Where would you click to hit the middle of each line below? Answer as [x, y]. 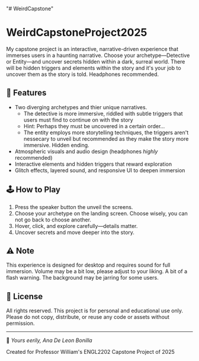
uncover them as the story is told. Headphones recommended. [83, 74]
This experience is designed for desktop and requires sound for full [88, 265]
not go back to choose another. [53, 220]
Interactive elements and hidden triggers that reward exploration [93, 164]
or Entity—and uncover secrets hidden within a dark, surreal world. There [96, 61]
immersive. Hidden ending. [57, 145]
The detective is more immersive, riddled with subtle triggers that [103, 113]
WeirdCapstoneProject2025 [77, 33]
